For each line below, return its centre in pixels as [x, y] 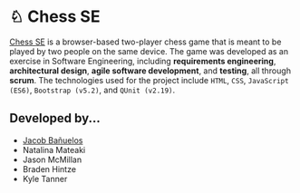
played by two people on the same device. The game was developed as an [149, 51]
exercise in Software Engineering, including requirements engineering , [143, 61]
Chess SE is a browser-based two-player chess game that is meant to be [145, 42]
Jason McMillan [52, 159]
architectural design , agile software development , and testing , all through [150, 71]
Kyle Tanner [45, 179]
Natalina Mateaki [54, 150]
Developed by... [55, 118]
